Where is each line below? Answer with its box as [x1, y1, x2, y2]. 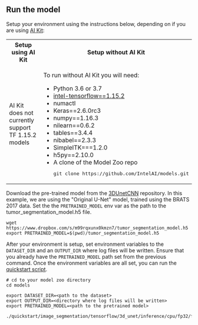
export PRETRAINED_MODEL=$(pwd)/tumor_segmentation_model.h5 [6, 230, 160, 236]
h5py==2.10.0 [53, 151, 94, 159]
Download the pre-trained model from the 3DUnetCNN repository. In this [6, 189, 183, 197]
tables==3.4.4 [53, 128, 93, 136]
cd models [6, 282, 31, 288]
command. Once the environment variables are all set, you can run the [6, 259, 177, 266]
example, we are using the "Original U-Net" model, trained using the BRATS [6, 196, 190, 203]
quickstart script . [6, 265, 48, 272]
